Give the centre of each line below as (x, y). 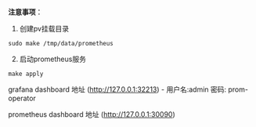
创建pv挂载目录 (44, 28)
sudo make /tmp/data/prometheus (61, 43)
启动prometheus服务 (52, 59)
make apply (26, 74)
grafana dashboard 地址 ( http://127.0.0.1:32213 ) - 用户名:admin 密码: (117, 89)
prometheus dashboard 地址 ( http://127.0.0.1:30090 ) (92, 114)
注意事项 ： (25, 12)
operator (22, 98)
